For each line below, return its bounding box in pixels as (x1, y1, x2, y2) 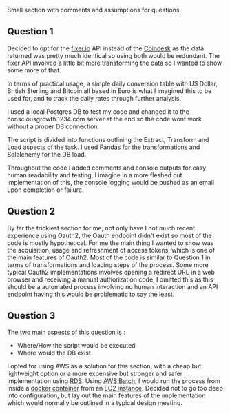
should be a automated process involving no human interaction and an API (7, 282, 218, 290)
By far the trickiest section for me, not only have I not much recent (7, 224, 195, 232)
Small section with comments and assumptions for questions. (7, 6, 181, 14)
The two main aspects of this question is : (7, 328, 126, 337)
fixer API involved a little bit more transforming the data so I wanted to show (7, 59, 222, 67)
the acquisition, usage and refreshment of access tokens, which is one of (7, 246, 216, 254)
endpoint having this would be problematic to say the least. (7, 290, 175, 298)
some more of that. (7, 66, 61, 75)
